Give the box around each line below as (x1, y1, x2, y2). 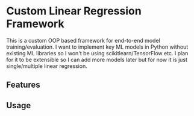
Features (6, 80, 40, 90)
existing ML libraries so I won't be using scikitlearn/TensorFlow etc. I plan (6, 49, 189, 56)
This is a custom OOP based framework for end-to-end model (6, 37, 161, 44)
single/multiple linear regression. (6, 62, 87, 70)
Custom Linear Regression (6, 4, 142, 18)
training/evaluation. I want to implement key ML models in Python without (6, 43, 189, 50)
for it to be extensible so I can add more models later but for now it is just (6, 56, 188, 63)
